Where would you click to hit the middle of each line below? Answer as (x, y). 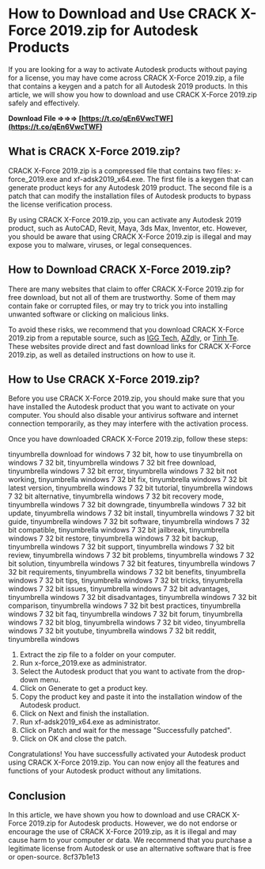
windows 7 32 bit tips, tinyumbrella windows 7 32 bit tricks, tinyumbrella (126, 581)
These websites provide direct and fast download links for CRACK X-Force (130, 346)
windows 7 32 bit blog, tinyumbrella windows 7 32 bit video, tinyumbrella (127, 623)
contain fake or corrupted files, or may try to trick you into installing (118, 305)
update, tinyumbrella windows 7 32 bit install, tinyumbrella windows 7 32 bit (131, 513)
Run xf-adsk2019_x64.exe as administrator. (90, 722)
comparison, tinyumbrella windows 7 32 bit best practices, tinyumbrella (125, 605)
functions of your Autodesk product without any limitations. (105, 771)
